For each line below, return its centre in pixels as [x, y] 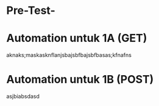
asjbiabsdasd [23, 96]
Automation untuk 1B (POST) [80, 80]
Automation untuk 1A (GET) [77, 38]
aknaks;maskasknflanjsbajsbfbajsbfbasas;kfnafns [69, 55]
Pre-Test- [31, 11]
